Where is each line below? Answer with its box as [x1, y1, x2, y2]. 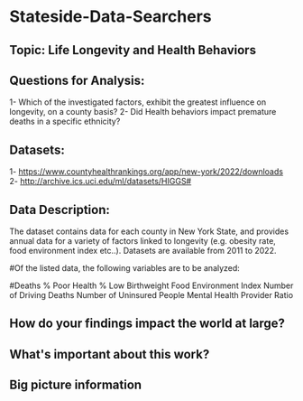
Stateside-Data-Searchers [9, 6, 212, 27]
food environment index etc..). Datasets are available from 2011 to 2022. [9, 246, 277, 256]
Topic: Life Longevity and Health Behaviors [9, 42, 257, 58]
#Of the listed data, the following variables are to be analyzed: [9, 263, 241, 274]
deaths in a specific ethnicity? [9, 116, 121, 127]
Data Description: [9, 201, 111, 218]
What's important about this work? [9, 346, 210, 362]
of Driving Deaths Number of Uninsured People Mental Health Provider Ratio [9, 290, 294, 301]
